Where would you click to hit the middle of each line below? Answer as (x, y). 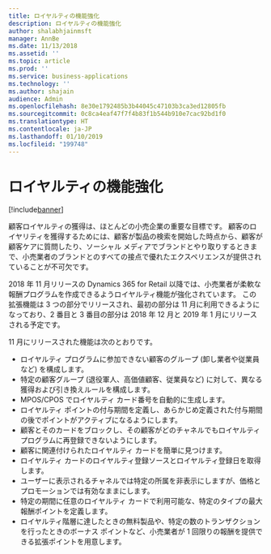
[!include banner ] (36, 210)
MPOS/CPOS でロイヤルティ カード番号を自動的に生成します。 (125, 400)
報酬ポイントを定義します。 (66, 511)
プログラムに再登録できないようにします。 (91, 440)
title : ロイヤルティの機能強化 (54, 16)
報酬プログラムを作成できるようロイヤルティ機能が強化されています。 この (133, 294)
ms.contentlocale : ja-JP (50, 129)
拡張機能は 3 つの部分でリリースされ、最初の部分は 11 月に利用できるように (134, 304)
